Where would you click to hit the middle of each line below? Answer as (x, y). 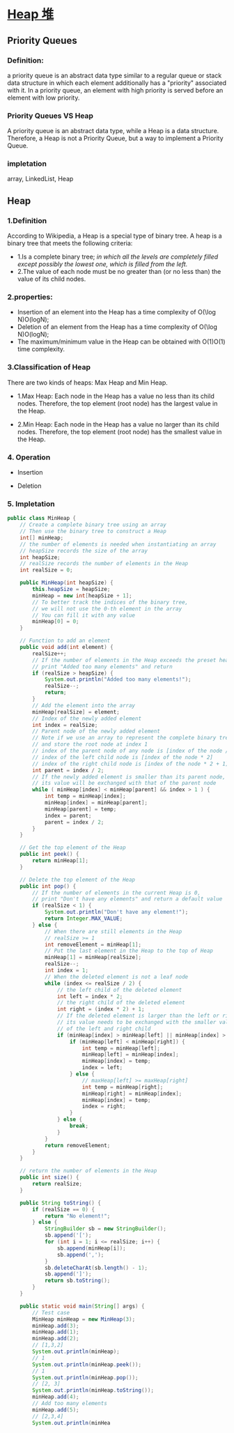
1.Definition (27, 220)
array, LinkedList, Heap (40, 179)
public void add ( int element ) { (67, 647)
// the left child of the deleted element (119, 990)
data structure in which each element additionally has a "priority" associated (117, 83)
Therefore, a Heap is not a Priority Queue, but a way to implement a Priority (116, 138)
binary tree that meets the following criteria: (70, 243)
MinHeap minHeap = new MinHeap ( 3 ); (84, 1319)
